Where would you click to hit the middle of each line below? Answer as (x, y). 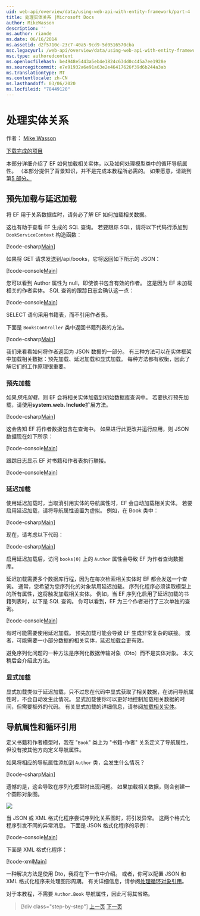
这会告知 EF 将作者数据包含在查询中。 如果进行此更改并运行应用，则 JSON (98, 429)
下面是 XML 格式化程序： (37, 850)
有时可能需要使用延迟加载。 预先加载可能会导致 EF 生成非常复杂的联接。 (95, 633)
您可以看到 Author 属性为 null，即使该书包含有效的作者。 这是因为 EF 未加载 (99, 283)
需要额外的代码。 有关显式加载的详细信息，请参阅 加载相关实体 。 (101, 706)
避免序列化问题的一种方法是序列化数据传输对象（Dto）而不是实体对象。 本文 (100, 653)
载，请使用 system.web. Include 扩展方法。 (59, 404)
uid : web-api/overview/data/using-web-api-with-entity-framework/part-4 (98, 12)
